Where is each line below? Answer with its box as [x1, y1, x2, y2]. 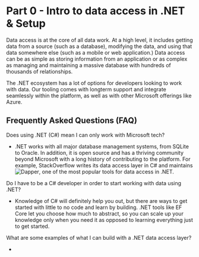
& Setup [6, 17, 46, 30]
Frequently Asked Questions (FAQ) [6, 116, 138, 126]
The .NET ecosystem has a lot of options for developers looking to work [6, 79, 182, 87]
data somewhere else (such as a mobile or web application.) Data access [6, 49, 185, 56]
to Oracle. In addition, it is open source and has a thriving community [14, 149, 184, 156]
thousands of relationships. [6, 68, 73, 75]
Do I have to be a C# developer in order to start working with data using [6, 179, 182, 186]
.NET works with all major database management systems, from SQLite [14, 142, 189, 150]
